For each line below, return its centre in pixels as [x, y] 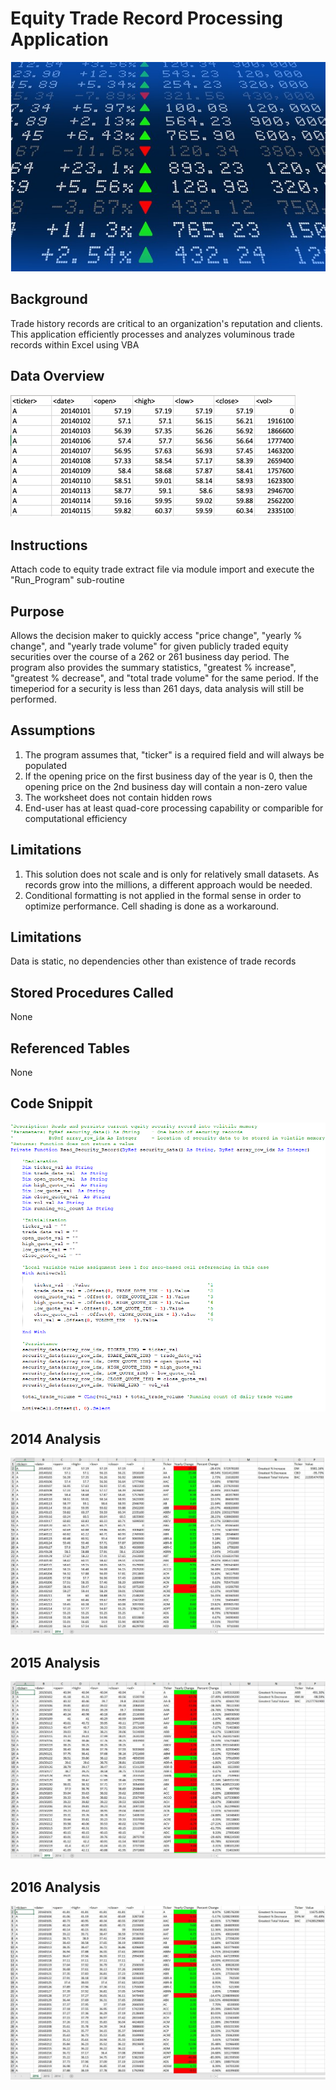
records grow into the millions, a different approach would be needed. [168, 884]
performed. [33, 699]
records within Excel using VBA [75, 344]
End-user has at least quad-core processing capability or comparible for [174, 808]
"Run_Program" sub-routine [67, 580]
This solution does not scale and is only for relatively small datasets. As [172, 874]
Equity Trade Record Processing [147, 18]
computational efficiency [76, 818]
